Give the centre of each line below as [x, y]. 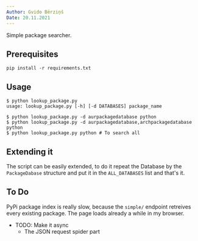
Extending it [30, 152]
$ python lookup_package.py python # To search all [73, 133]
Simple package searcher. [39, 35]
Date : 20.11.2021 [28, 18]
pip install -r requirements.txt [49, 68]
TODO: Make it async [42, 225]
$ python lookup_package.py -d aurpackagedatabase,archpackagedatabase [99, 123]
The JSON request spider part [62, 231]
